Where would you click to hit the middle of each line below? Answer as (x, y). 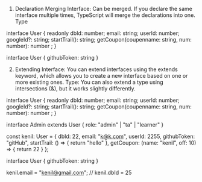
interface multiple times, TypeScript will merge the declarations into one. (105, 15)
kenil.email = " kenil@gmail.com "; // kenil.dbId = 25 (69, 172)
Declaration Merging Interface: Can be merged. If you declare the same (104, 9)
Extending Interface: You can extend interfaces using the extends (96, 69)
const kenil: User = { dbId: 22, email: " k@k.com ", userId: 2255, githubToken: (101, 136)
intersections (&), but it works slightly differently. (75, 89)
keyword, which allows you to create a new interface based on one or (101, 76)
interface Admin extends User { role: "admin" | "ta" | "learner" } (85, 125)
